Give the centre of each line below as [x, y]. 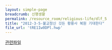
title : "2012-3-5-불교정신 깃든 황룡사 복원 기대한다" [55, 23]
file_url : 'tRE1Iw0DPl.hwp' [34, 28]
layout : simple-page [26, 10]
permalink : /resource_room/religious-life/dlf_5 [56, 19]
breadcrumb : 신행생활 [25, 14]
